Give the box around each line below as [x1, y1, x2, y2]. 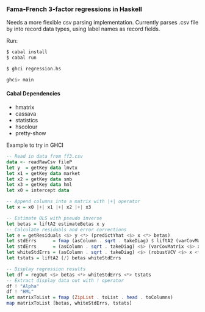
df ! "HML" [6, 289, 34, 295]
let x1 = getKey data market [6, 170, 81, 176]
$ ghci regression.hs [6, 66, 62, 72]
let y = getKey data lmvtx [6, 165, 78, 171]
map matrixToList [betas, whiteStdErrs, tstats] [6, 300, 132, 306]
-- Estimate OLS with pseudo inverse [6, 215, 103, 221]
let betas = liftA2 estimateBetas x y [6, 221, 105, 227]
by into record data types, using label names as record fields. [6, 25, 160, 32]
